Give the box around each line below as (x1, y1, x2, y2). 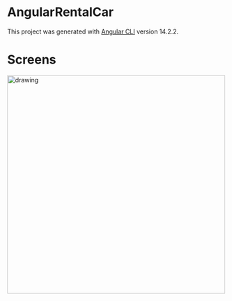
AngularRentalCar (7, 4, 114, 20)
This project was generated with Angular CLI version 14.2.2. (7, 27, 179, 36)
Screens (7, 52, 56, 68)
